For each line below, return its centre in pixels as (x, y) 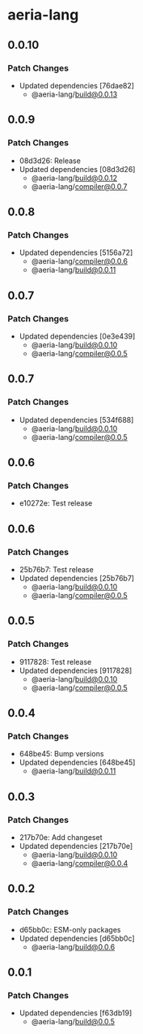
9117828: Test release (55, 661)
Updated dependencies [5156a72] (76, 252)
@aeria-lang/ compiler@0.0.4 (80, 864)
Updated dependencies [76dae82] (77, 85)
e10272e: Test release (56, 503)
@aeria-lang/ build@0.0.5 (73, 1022)
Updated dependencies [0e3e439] (77, 336)
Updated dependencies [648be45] (77, 763)
